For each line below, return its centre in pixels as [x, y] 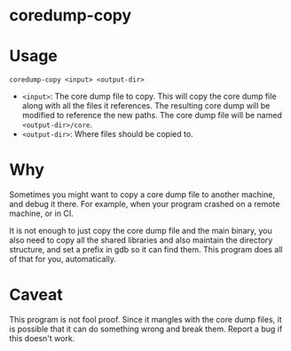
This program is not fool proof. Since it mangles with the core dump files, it [145, 319]
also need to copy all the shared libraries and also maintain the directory [141, 240]
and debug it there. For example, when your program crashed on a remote [145, 204]
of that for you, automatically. [63, 259]
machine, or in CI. [41, 213]
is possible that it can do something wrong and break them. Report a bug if [146, 329]
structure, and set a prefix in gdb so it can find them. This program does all [146, 250]
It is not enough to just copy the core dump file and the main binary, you [141, 231]
